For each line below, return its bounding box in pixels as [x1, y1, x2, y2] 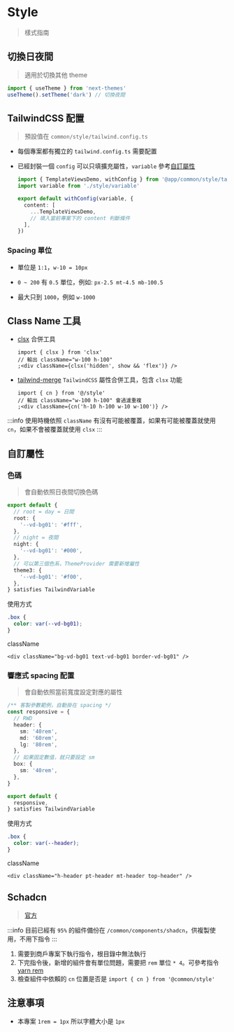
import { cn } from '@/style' [17, 390, 106, 397]
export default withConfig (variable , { [17, 195, 134, 202]
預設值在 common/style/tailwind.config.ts [24, 132, 148, 141]
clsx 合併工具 [17, 335, 56, 343]
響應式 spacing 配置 [7, 670, 75, 680]
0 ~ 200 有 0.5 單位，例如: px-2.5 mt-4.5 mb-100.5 [17, 277, 163, 286]
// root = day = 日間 [13, 508, 75, 515]
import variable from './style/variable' [17, 183, 140, 190]
